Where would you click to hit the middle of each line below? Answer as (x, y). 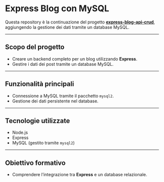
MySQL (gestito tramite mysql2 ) (43, 143)
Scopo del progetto (35, 47)
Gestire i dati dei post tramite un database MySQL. (63, 64)
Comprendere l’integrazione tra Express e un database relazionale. (80, 175)
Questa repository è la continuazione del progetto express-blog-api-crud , (80, 22)
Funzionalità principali (40, 84)
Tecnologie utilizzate (38, 121)
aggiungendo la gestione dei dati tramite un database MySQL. (67, 27)
